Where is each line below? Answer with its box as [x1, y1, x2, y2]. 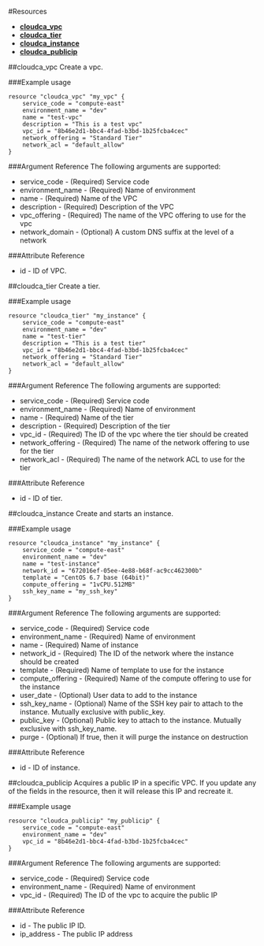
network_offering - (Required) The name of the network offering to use [19, 438, 250, 447]
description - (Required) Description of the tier [19, 421, 171, 430]
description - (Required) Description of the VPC [19, 202, 175, 211]
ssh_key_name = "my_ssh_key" [22, 588, 118, 595]
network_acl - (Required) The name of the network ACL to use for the [19, 454, 246, 464]
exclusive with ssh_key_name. [19, 724, 117, 733]
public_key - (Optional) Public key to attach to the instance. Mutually [19, 716, 242, 725]
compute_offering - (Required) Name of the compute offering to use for [19, 673, 252, 683]
